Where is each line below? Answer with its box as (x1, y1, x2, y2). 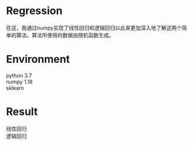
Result (6, 105, 38, 119)
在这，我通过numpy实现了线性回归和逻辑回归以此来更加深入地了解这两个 (6, 24, 182, 31)
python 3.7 (6, 72, 32, 79)
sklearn (6, 84, 25, 92)
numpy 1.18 (6, 78, 33, 85)
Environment (6, 53, 70, 66)
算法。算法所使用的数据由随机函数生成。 (16, 31, 114, 39)
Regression (6, 4, 63, 18)
